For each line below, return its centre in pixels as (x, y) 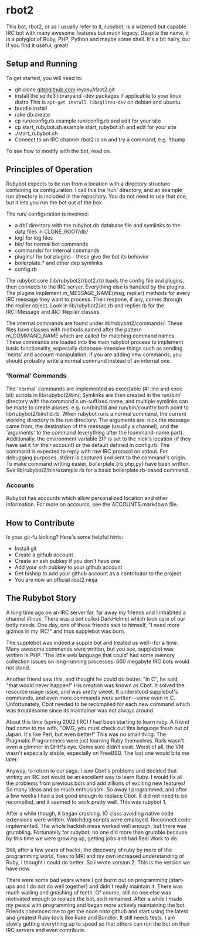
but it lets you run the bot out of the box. (55, 202)
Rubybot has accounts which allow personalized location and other (87, 498)
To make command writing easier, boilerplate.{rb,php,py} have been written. (98, 463)
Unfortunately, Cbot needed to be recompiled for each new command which (98, 704)
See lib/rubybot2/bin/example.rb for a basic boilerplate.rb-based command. (98, 470)
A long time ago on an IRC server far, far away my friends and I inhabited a (96, 612)
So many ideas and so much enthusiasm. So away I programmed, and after (97, 789)
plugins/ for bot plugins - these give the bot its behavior (82, 256)
